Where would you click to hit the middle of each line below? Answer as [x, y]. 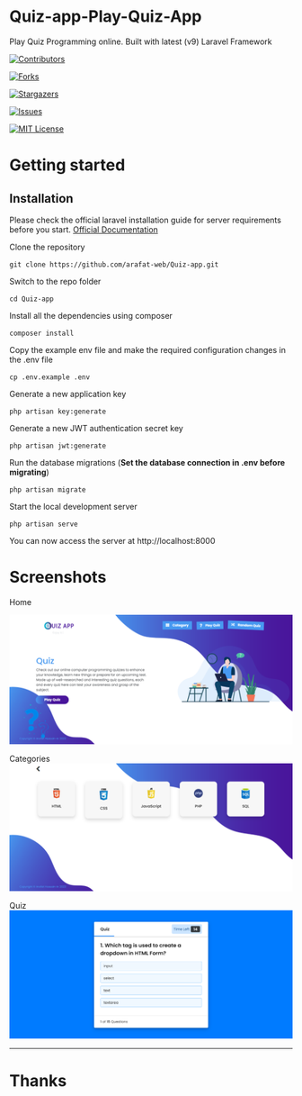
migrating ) [29, 472]
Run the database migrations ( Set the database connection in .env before [147, 462]
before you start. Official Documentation [84, 229]
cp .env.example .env [50, 377]
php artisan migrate [48, 489]
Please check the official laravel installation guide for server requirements [145, 220]
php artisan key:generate [58, 412]
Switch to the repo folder [55, 281]
